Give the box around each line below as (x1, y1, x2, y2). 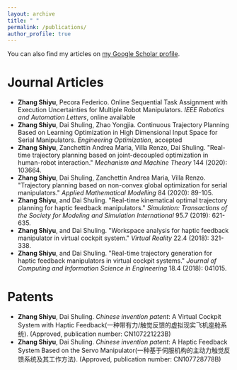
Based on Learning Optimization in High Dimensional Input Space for (17, 129, 218, 137)
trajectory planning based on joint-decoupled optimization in (32, 151, 209, 160)
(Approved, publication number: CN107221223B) (29, 330, 171, 338)
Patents (7, 289, 54, 305)
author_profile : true (7, 30, 71, 38)
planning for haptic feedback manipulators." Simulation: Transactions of (17, 204, 228, 212)
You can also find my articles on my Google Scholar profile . (7, 50, 180, 58)
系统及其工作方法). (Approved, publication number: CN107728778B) (23, 355, 221, 364)
